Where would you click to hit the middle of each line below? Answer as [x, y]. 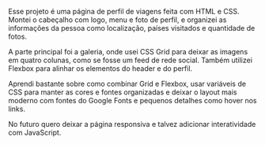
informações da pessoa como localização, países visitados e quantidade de [132, 28]
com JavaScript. [35, 132]
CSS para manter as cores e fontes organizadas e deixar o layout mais [123, 92]
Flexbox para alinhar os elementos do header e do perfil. [100, 69]
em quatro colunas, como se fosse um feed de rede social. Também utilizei [131, 60]
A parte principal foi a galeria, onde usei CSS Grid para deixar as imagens [128, 52]
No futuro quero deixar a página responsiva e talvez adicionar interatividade [132, 124]
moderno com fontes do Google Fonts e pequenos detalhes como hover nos [132, 100]
